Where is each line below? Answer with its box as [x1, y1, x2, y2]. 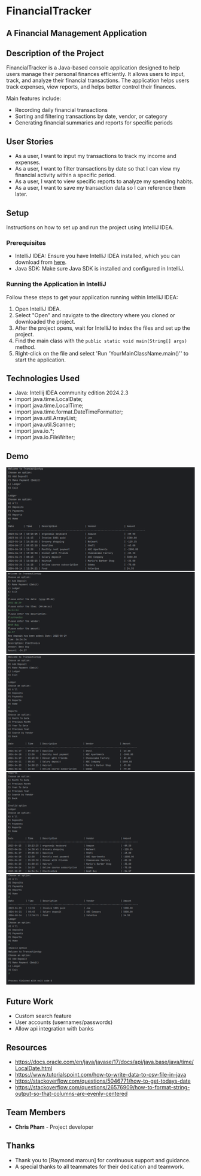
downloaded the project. [14, 318, 76, 325]
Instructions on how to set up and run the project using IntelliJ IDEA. [6, 224, 174, 231]
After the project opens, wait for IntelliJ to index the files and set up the [14, 324, 190, 332]
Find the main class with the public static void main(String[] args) [14, 337, 187, 344]
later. [14, 190, 28, 198]
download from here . [14, 259, 67, 266]
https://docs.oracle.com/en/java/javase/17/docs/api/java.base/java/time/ [14, 1058, 194, 1066]
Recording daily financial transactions [14, 107, 108, 114]
